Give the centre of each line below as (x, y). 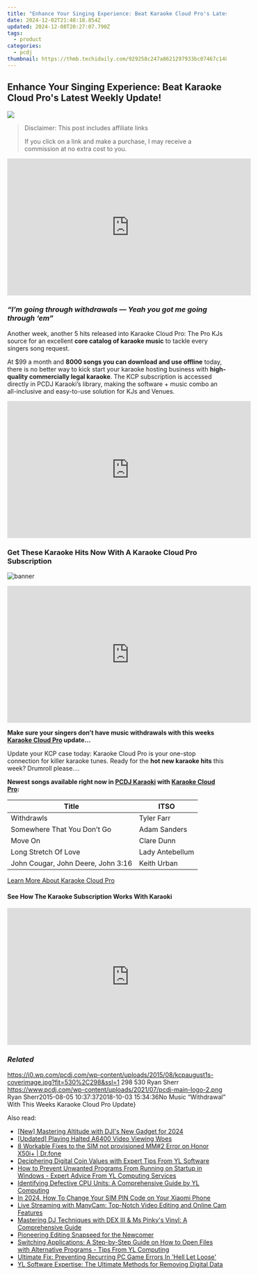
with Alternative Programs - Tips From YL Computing (93, 1249)
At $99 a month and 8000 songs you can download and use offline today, (115, 362)
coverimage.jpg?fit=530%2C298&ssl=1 (64, 1082)
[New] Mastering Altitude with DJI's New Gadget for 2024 (100, 1131)
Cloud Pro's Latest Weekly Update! (84, 98)
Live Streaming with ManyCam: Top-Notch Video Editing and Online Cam (122, 1205)
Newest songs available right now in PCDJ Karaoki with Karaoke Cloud (111, 782)
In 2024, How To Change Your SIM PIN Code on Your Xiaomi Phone (114, 1198)
